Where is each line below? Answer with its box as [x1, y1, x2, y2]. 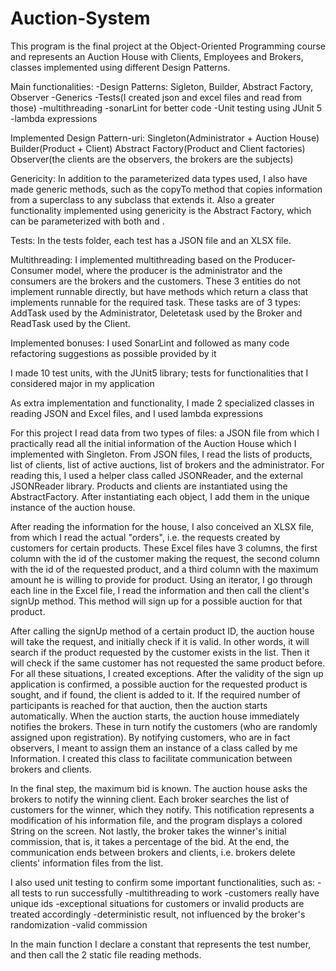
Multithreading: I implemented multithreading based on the [10, 253, 252, 266]
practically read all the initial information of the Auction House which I [10, 437, 297, 449]
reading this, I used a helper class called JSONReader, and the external [10, 469, 303, 481]
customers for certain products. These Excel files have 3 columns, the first [10, 542, 318, 554]
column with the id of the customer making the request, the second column [10, 552, 321, 564]
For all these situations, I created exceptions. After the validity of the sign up [10, 667, 324, 679]
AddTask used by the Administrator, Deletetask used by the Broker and [10, 307, 303, 319]
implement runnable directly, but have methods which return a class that [10, 285, 309, 297]
